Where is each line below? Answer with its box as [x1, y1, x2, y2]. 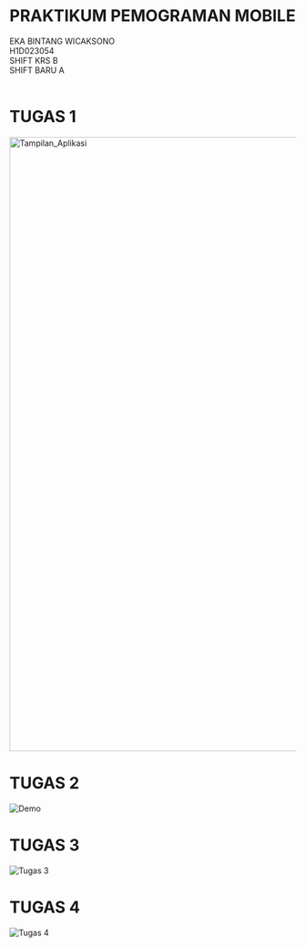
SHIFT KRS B [9, 55, 58, 66]
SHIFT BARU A [9, 65, 66, 76]
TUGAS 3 [9, 835, 80, 855]
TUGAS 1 [9, 107, 76, 128]
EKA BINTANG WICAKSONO [9, 36, 116, 46]
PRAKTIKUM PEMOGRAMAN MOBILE [9, 5, 296, 26]
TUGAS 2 [9, 773, 80, 794]
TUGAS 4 [9, 897, 80, 917]
